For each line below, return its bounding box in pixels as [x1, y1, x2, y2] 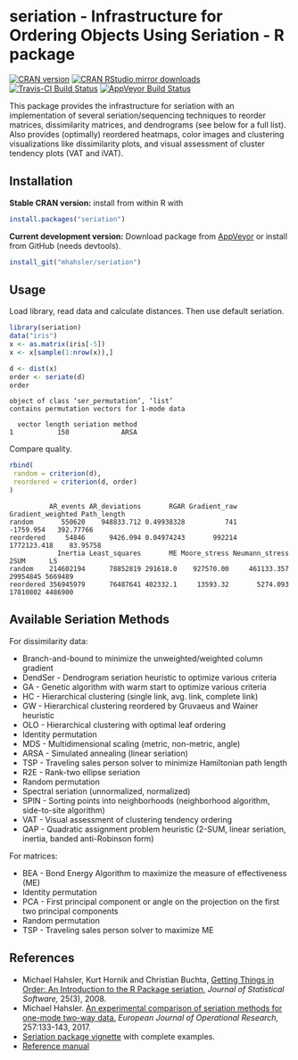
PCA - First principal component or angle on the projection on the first [21, 896, 280, 907]
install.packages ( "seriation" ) [9, 214, 126, 224]
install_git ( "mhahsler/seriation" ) [9, 257, 142, 267]
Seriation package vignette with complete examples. [21, 1031, 216, 1041]
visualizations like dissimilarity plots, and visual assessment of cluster [9, 138, 266, 149]
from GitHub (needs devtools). [9, 240, 121, 251]
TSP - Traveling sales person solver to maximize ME [21, 924, 214, 935]
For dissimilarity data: [9, 635, 88, 646]
